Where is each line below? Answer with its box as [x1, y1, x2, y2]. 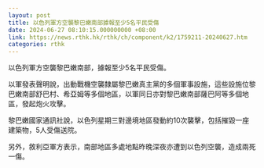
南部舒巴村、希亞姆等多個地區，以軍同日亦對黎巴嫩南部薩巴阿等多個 [21, 89, 242, 98]
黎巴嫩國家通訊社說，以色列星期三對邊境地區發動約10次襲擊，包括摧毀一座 [8, 116, 250, 125]
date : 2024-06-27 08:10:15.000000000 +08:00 [8, 26, 156, 34]
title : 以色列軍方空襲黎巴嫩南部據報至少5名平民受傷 [8, 19, 159, 27]
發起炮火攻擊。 [21, 99, 71, 109]
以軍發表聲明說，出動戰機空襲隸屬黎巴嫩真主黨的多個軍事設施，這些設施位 [8, 80, 249, 89]
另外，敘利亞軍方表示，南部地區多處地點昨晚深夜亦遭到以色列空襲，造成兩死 [8, 142, 256, 152]
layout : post [8, 11, 51, 20]
